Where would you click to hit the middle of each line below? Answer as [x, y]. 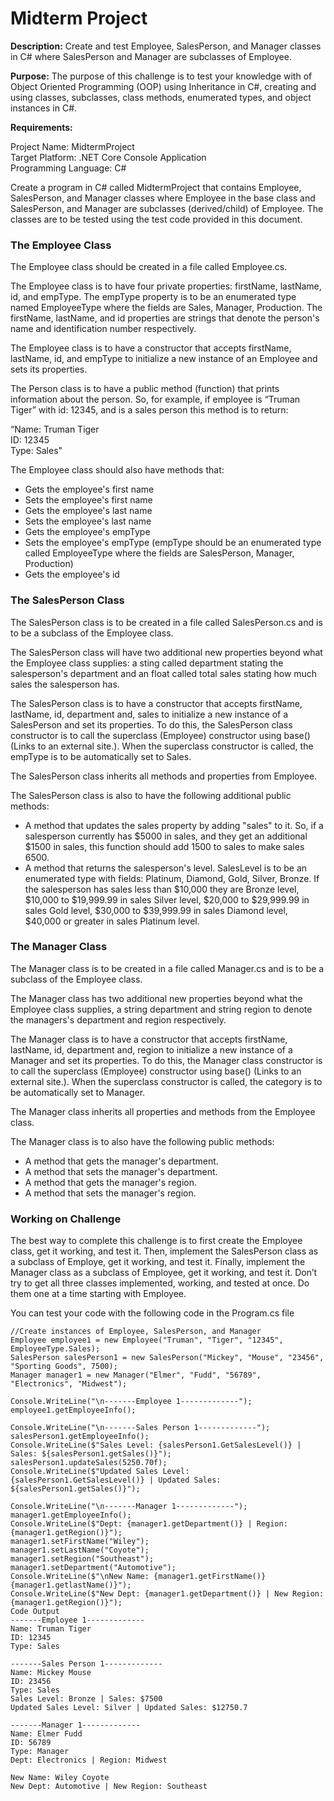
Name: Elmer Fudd [46, 1734]
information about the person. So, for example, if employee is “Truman [155, 399]
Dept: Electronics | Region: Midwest [89, 1760]
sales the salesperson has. [65, 684]
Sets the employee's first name [88, 500]
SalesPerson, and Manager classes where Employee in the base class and [163, 198]
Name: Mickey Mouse [51, 1673]
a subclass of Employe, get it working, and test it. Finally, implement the [158, 1262]
